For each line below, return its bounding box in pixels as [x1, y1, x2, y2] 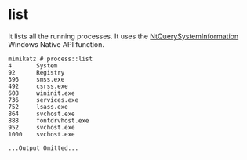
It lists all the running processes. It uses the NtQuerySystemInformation [8, 31, 239, 41]
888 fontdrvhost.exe [8, 116, 89, 125]
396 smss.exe [8, 75, 65, 83]
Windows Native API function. [8, 39, 104, 49]
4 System [8, 61, 58, 70]
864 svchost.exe [8, 110, 76, 118]
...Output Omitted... [8, 144, 79, 152]
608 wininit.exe [8, 89, 76, 97]
